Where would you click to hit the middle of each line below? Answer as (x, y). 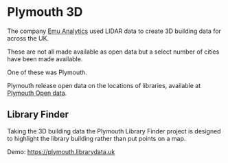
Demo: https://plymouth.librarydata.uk (61, 151)
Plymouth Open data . (37, 93)
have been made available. (45, 58)
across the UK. (28, 38)
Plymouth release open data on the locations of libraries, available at (104, 85)
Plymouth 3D (45, 12)
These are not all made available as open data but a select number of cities (113, 52)
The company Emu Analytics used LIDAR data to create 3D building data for (114, 31)
